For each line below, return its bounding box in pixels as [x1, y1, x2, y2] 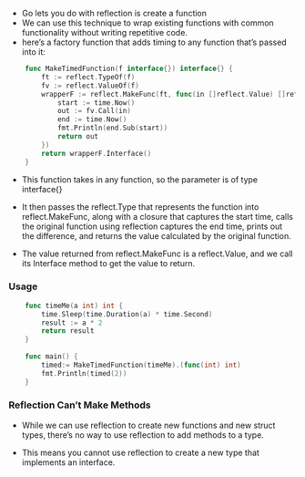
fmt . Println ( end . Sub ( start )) [56, 123, 168, 133]
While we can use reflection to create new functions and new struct [21, 420, 276, 430]
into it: [21, 47, 46, 57]
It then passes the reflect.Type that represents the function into [21, 201, 259, 213]
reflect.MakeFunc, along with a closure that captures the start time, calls [21, 211, 293, 222]
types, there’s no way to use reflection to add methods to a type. [21, 429, 265, 441]
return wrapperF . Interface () [41, 149, 152, 158]
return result [41, 327, 95, 336]
